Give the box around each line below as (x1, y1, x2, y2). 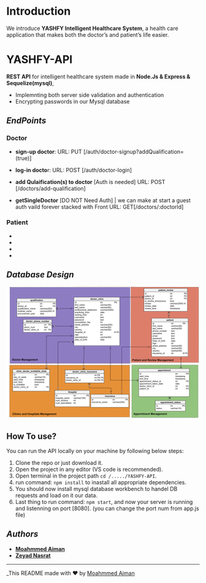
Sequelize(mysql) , (6, 79, 54, 86)
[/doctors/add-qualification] (15, 185, 86, 192)
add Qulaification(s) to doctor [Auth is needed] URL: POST (15, 178, 166, 185)
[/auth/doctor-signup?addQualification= (83, 148, 184, 155)
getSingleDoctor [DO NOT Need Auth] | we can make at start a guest (15, 196, 191, 204)
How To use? (6, 431, 57, 441)
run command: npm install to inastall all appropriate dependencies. (15, 478, 187, 486)
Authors (6, 529, 39, 539)
